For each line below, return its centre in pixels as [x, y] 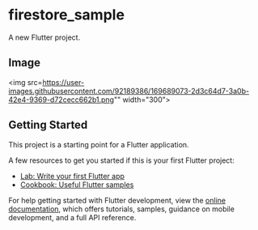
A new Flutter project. [44, 37]
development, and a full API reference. [72, 217]
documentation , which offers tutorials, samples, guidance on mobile [121, 209]
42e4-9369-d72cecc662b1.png [61, 100]
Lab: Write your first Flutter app [72, 176]
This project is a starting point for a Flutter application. [99, 144]
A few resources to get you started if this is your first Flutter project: [121, 160]
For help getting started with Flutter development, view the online [117, 200]
